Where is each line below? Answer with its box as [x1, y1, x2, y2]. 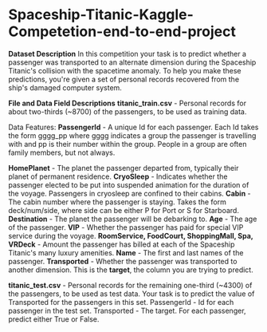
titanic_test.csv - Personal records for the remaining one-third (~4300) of [8, 280, 253, 290]
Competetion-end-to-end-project [8, 22, 237, 41]
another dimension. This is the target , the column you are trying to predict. [8, 265, 253, 275]
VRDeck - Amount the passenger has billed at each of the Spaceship [8, 239, 235, 249]
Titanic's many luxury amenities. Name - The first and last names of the [8, 247, 244, 257]
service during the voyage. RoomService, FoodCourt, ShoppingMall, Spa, [8, 231, 253, 240]
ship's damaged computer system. [8, 82, 122, 93]
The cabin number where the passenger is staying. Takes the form [8, 197, 227, 207]
